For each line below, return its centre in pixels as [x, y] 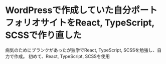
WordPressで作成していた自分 [68, 10]
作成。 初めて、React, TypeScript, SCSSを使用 [62, 56]
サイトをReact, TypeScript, [97, 23]
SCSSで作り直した [43, 35]
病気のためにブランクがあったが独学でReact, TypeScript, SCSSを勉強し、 [81, 50]
